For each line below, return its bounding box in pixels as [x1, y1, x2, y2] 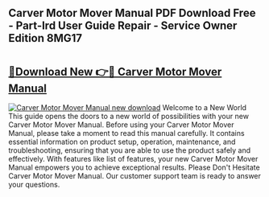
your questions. [8, 180, 60, 189]
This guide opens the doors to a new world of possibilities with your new [8, 112, 250, 121]
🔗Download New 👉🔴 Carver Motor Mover [8, 64, 222, 79]
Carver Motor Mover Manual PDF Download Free [8, 6, 256, 20]
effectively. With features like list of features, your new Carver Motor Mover [8, 154, 259, 163]
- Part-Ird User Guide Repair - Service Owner [8, 19, 238, 33]
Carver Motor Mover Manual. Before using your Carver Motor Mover [8, 120, 235, 129]
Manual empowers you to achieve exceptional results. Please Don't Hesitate [8, 162, 260, 172]
